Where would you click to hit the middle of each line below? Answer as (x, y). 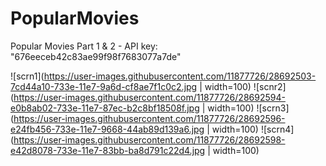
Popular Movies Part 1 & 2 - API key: (84, 46)
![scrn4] (277, 129)
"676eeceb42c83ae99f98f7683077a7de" (96, 56)
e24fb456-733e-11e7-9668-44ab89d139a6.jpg (107, 129)
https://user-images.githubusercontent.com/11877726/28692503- (180, 76)
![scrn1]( (27, 76)
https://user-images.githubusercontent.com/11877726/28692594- (149, 97)
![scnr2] (270, 86)
